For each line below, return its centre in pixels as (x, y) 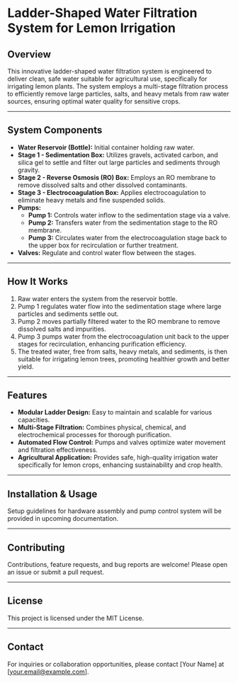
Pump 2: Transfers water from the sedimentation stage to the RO (123, 222)
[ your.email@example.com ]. (48, 672)
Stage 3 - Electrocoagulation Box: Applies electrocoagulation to (112, 192)
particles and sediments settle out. (68, 314)
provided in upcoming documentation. (63, 519)
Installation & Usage (52, 494)
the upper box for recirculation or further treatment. (103, 245)
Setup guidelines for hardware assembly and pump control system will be (114, 511)
